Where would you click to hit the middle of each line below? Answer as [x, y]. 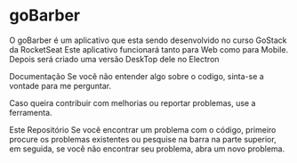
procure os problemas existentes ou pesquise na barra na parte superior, [143, 139]
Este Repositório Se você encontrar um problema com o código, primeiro [143, 129]
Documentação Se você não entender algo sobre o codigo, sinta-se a [136, 76]
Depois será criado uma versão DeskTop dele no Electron [114, 59]
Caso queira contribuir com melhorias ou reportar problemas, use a [132, 102]
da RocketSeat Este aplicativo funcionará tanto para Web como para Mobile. [149, 49]
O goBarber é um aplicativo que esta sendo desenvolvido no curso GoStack [148, 40]
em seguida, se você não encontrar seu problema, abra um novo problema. [147, 149]
